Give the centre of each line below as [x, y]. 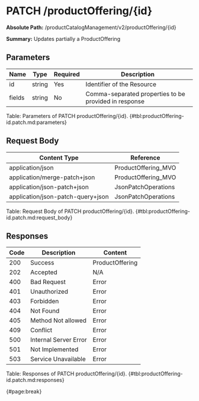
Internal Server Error [59, 340]
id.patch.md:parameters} [36, 122]
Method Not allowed [59, 320]
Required [67, 74]
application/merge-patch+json [52, 177]
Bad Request [48, 282]
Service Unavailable [58, 359]
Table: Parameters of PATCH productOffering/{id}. [67, 116]
